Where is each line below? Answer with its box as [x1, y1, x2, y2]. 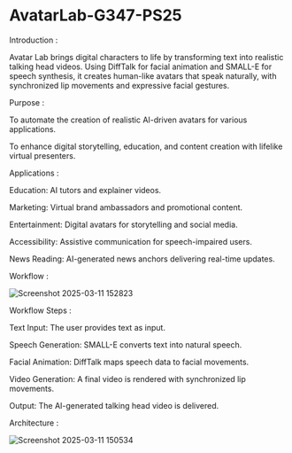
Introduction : [9, 35, 58, 45]
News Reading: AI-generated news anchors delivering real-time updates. [9, 254, 276, 264]
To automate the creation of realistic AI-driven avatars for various [9, 114, 248, 125]
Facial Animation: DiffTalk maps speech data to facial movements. [9, 356, 250, 367]
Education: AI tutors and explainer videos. [9, 184, 162, 195]
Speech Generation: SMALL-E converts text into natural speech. [9, 339, 242, 350]
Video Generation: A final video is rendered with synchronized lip [9, 373, 246, 384]
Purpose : [9, 97, 45, 107]
